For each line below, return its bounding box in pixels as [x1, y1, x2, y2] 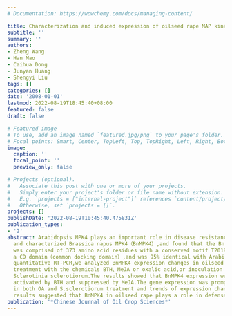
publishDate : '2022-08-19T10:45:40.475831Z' [7, 215, 137, 222]
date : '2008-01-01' [7, 93, 64, 100]
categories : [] [7, 87, 51, 94]
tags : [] [7, 80, 32, 87]
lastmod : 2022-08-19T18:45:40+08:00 [7, 100, 113, 107]
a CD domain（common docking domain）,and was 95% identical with [13, 253, 206, 260]
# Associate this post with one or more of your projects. [7, 183, 187, 189]
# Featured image [7, 125, 57, 132]
